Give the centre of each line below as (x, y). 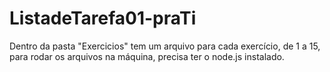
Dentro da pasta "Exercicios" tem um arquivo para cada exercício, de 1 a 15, (165, 46)
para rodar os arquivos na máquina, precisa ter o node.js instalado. (147, 56)
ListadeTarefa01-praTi (103, 18)
